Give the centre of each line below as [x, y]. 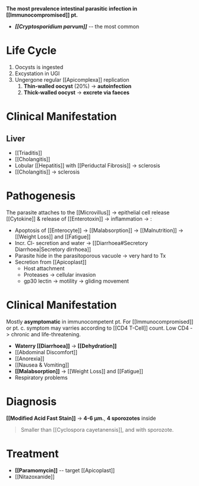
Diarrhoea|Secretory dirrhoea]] [53, 249]
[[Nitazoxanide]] [35, 476]
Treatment [33, 454]
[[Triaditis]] [29, 153]
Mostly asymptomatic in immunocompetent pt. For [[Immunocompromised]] [100, 321]
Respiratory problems [41, 377]
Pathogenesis [41, 196]
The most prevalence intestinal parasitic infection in [72, 9]
